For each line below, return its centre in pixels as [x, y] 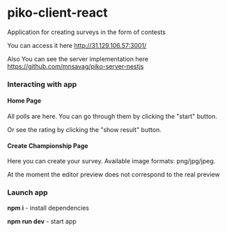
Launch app [28, 192]
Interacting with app [42, 84]
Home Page [24, 101]
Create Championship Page [48, 146]
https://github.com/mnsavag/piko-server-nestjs [76, 66]
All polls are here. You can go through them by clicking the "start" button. [112, 117]
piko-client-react [57, 13]
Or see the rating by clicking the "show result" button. [84, 130]
